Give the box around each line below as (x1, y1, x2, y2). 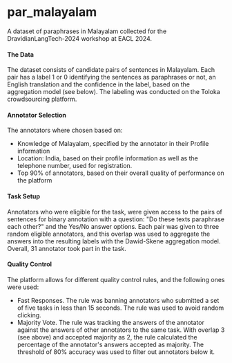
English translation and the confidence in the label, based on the (7, 80, 190, 89)
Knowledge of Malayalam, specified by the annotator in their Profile (17, 140, 209, 148)
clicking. (17, 310, 41, 319)
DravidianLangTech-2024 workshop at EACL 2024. (7, 34, 153, 42)
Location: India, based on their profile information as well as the (17, 154, 198, 162)
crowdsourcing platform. (7, 95, 77, 104)
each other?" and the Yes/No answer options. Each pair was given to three (7, 222, 220, 230)
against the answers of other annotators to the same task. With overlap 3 (17, 326, 225, 334)
